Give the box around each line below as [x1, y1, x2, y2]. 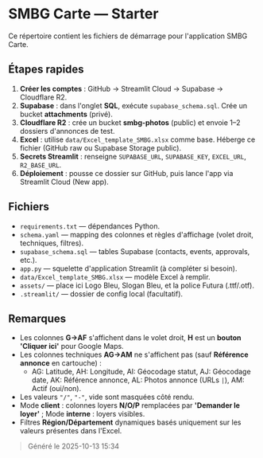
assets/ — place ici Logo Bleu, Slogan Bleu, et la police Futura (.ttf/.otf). [19, 280, 254, 290]
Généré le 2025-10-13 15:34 [27, 441, 120, 451]
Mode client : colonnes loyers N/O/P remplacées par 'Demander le [19, 401, 241, 410]
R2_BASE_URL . [19, 160, 62, 170]
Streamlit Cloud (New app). [19, 177, 109, 186]
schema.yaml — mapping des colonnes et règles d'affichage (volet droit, [19, 229, 254, 239]
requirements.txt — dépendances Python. [19, 221, 161, 231]
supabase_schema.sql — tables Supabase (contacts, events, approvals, [19, 246, 250, 256]
